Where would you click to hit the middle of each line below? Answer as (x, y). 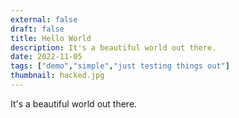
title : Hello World (51, 38)
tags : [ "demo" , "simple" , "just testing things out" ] (120, 66)
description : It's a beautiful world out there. (113, 47)
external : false (44, 19)
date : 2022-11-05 (46, 57)
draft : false (37, 29)
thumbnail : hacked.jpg (57, 76)
